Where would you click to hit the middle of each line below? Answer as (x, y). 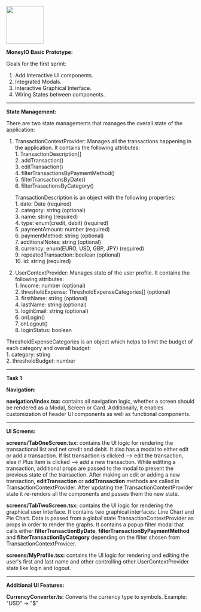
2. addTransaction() (39, 160)
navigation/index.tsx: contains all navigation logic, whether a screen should (100, 401)
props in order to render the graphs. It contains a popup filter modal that (95, 524)
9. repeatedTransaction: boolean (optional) (68, 255)
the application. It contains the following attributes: (77, 147)
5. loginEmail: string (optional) (51, 311)
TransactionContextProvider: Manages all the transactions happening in (103, 141)
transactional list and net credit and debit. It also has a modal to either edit (98, 449)
